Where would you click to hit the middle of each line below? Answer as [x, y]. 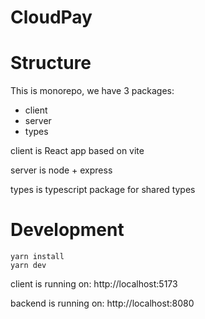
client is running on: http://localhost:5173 [94, 284]
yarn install [37, 257]
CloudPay [51, 17]
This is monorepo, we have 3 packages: [92, 91]
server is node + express [61, 170]
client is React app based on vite [77, 151]
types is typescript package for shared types [103, 190]
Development [67, 230]
